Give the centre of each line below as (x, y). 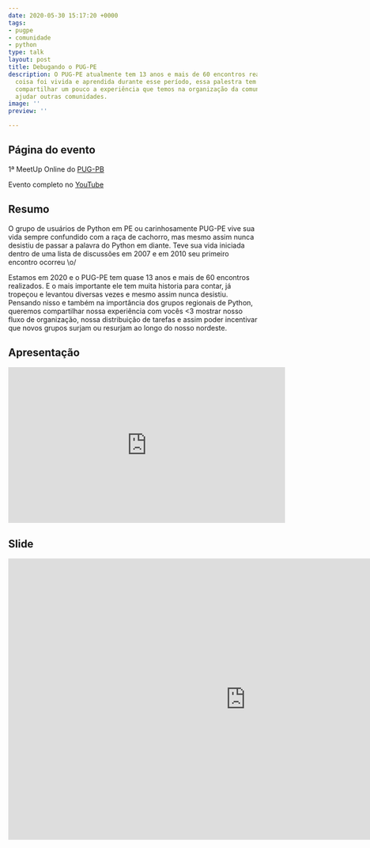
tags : (17, 23)
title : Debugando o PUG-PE (53, 67)
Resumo (29, 209)
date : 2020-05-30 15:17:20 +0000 (63, 15)
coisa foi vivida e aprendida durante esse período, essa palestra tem (136, 81)
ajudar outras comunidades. (62, 97)
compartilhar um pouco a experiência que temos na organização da (127, 89)
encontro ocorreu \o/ (42, 262)
